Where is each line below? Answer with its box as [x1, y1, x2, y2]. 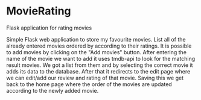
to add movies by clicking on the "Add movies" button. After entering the [6, 48, 187, 55]
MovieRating [6, 4, 71, 18]
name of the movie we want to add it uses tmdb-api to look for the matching [6, 55, 196, 62]
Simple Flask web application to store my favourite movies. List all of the [6, 36, 186, 43]
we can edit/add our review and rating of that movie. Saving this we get [6, 74, 184, 81]
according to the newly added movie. [6, 87, 99, 94]
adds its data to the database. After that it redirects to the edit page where [6, 67, 191, 75]
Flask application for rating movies [6, 24, 92, 31]
